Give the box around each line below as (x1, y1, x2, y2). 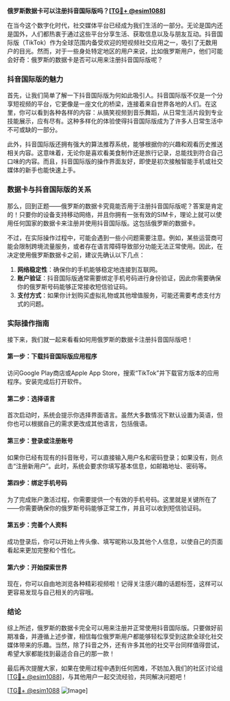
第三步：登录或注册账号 (7, 436, 73, 445)
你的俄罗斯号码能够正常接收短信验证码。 (16, 282, 131, 290)
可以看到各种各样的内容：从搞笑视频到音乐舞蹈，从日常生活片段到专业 (25, 108, 223, 117)
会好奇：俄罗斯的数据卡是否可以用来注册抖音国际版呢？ (7, 56, 163, 64)
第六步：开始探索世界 (7, 563, 67, 571)
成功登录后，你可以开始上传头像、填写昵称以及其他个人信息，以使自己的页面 (7, 537, 223, 545)
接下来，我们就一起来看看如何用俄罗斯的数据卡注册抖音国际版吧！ (7, 335, 193, 343)
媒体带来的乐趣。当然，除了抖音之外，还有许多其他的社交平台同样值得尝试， (7, 641, 223, 650)
